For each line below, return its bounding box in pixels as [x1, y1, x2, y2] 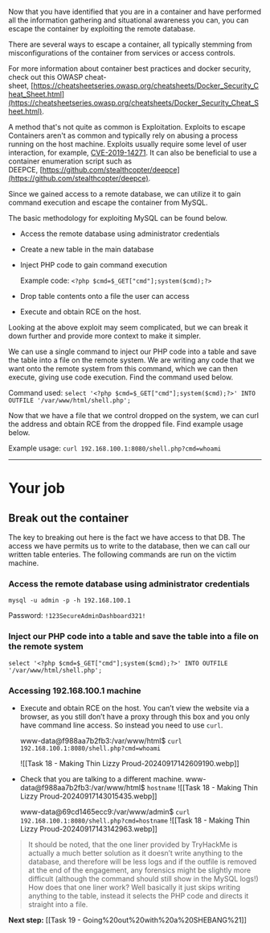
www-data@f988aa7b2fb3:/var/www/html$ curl [19, 736, 182, 745]
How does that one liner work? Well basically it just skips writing [27, 882, 241, 892]
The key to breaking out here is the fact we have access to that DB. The [8, 533, 246, 542]
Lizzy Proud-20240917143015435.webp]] [19, 791, 157, 801]
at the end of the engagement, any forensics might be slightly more [27, 865, 252, 875]
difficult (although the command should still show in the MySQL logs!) [27, 873, 259, 883]
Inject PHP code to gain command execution [19, 260, 167, 269]
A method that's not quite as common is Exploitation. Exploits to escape [8, 122, 246, 131]
